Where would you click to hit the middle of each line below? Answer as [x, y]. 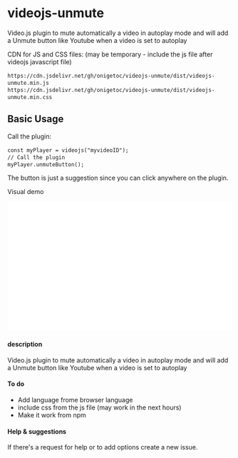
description [25, 345]
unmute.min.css [30, 97]
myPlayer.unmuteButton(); [46, 164]
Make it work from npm [52, 415]
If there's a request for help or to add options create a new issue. [103, 447]
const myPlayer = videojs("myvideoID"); [68, 150]
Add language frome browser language [75, 400]
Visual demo [26, 191]
